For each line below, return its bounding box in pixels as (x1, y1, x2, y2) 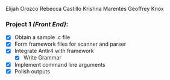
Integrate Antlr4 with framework (14, 48, 94, 55)
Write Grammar (23, 54, 61, 61)
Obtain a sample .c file (14, 34, 71, 41)
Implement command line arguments (14, 61, 106, 68)
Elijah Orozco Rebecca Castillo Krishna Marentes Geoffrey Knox (5, 5, 164, 12)
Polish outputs (14, 67, 51, 75)
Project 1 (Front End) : (5, 20, 69, 28)
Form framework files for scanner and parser (14, 40, 127, 48)
